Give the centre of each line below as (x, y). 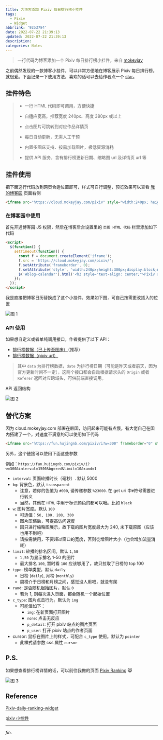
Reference (22, 696)
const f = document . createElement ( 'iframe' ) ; (65, 256)
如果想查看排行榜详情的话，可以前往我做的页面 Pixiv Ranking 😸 (69, 670)
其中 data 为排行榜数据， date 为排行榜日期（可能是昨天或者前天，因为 (87, 366)
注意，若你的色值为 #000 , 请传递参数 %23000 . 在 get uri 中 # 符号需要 (85, 491)
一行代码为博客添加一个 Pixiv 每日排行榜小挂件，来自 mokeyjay (80, 60)
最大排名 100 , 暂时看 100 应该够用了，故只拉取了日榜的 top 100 (82, 564)
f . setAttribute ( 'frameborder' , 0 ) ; (54, 265)
